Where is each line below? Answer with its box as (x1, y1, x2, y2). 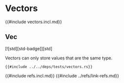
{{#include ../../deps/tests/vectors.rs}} (5, 64, 93, 69)
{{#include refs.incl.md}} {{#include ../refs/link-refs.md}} (5, 73, 120, 79)
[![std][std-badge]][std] (5, 45, 53, 51)
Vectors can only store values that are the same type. (5, 55, 113, 61)
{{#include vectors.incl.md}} (5, 19, 62, 25)
